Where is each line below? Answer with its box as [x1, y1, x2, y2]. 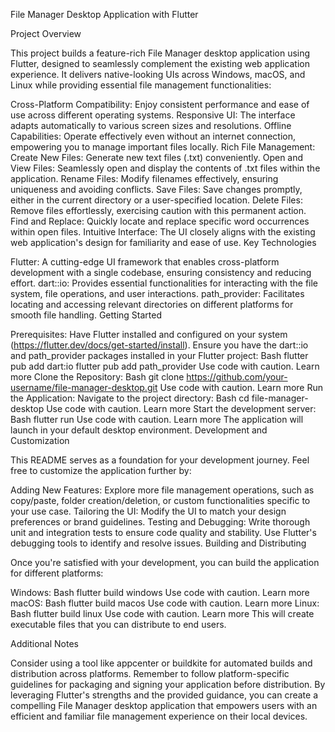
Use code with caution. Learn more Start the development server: [46, 403, 317, 414]
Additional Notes [10, 638, 79, 649]
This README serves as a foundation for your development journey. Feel [10, 454, 310, 466]
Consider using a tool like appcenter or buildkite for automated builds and [10, 657, 313, 669]
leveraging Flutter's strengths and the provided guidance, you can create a [10, 689, 319, 701]
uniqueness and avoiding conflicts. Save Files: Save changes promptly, [10, 184, 303, 195]
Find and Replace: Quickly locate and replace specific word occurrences [10, 215, 310, 227]
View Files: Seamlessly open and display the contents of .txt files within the [10, 162, 321, 174]
